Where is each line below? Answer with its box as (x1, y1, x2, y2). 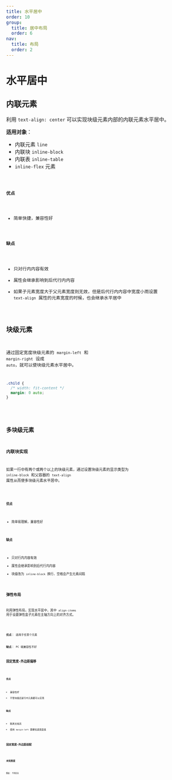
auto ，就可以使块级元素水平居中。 (6, 362, 76, 368)
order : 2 (11, 47, 33, 53)
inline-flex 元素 (14, 163, 56, 170)
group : (6, 19, 22, 25)
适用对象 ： (6, 128, 32, 135)
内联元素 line (14, 140, 48, 147)
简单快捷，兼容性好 (14, 216, 53, 221)
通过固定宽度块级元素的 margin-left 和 (6, 349, 89, 355)
